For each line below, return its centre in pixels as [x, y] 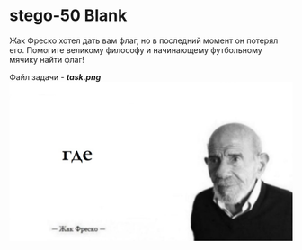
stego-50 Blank [68, 16]
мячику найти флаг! [47, 59]
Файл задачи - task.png [55, 76]
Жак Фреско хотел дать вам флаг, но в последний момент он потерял [144, 40]
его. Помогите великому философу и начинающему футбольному [136, 49]
